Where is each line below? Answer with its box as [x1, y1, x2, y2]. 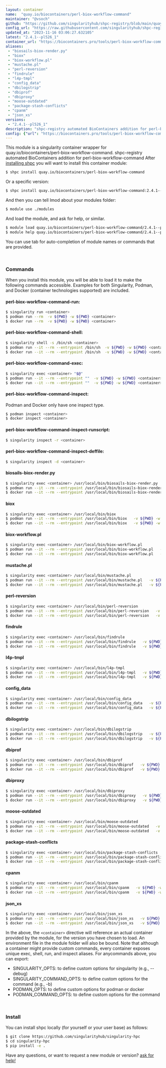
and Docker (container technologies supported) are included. [5, 287, 130, 293]
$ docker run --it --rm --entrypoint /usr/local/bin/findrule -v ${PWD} [5, 644, 163, 649]
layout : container [5, 7, 43, 12]
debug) [12, 970, 28, 976]
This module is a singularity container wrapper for [5, 144, 107, 150]
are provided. [5, 244, 33, 249]
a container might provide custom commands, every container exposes [5, 945, 150, 951]
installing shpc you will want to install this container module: [5, 160, 128, 166]
